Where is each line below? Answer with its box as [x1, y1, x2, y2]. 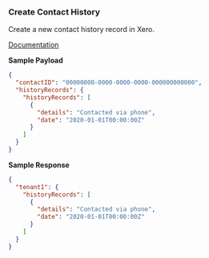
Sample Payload [8, 55, 64, 66]
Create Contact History [8, 6, 101, 18]
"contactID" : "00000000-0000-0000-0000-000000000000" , [15, 79, 203, 87]
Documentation [8, 40, 59, 50]
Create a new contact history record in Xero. [8, 25, 155, 34]
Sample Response [8, 159, 70, 170]
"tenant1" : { [15, 183, 59, 191]
